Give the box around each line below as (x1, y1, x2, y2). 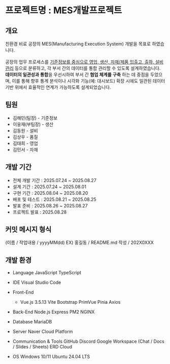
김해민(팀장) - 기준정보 (12, 115, 58, 121)
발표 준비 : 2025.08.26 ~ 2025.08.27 (12, 202, 88, 208)
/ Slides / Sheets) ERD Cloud (12, 344, 73, 350)
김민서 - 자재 (12, 147, 38, 153)
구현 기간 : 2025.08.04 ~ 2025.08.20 (12, 190, 88, 196)
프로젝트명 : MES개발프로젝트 (5, 5, 122, 16)
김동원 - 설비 (12, 127, 38, 133)
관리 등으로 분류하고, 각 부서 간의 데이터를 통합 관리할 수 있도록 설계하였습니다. (5, 65, 161, 71)
